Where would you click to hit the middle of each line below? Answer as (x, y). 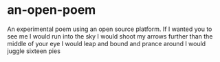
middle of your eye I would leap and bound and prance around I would (107, 43)
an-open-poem (52, 10)
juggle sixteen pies (34, 51)
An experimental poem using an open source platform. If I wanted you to (110, 29)
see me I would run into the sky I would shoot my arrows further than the (110, 36)
